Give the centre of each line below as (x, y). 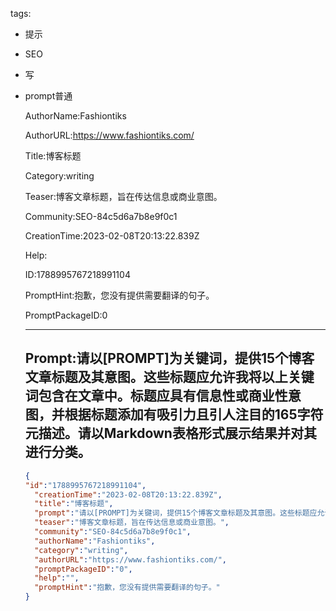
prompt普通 (48, 96)
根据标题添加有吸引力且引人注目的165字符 (194, 414)
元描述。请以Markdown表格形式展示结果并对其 (170, 433)
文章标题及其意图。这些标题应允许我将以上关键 (169, 377)
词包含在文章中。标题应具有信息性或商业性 (156, 396)
